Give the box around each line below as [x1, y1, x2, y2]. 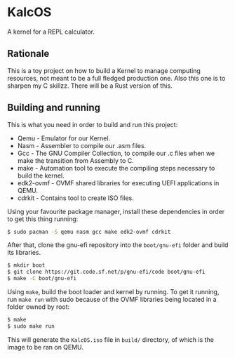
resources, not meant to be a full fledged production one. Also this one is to [7, 74, 226, 82]
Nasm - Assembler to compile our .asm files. [17, 141, 147, 150]
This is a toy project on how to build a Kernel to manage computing [7, 66, 201, 74]
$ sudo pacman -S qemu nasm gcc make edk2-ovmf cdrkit [7, 228, 171, 235]
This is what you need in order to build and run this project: [7, 120, 178, 128]
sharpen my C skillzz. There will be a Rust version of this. [7, 81, 173, 90]
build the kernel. [17, 171, 65, 180]
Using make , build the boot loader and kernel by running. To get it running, [7, 288, 220, 296]
